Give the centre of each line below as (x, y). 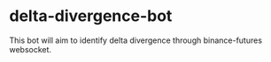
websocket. (30, 49)
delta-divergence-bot (91, 16)
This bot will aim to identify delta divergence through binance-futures (136, 40)
